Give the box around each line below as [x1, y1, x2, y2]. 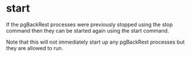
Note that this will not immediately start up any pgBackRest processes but [6, 38, 185, 45]
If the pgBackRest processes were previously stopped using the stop [6, 21, 173, 28]
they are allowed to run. [6, 44, 63, 51]
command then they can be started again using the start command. [6, 27, 169, 34]
